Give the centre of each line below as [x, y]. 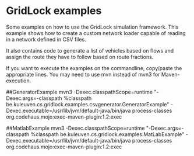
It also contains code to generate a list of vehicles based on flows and [90, 50]
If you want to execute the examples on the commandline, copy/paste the [94, 68]
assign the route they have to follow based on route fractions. [80, 57]
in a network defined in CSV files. [46, 39]
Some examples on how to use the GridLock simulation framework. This [92, 27]
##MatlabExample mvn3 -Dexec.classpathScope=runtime [75, 128]
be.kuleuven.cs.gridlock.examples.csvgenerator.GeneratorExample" [88, 104]
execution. [19, 81]
